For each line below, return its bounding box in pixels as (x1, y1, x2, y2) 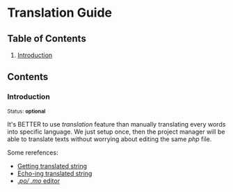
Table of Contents (7, 33, 87, 45)
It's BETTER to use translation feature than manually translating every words (7, 120, 226, 128)
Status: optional (7, 108, 46, 115)
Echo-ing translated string (17, 169, 93, 177)
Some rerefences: (7, 148, 58, 157)
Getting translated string (17, 161, 88, 170)
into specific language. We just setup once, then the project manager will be (7, 127, 225, 136)
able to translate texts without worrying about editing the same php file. (7, 134, 212, 143)
